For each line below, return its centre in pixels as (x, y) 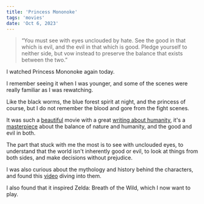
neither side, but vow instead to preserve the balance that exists (102, 54)
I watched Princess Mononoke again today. (60, 72)
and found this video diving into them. (54, 176)
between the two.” (44, 60)
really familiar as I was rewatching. (50, 90)
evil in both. (21, 133)
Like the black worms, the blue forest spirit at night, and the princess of (96, 102)
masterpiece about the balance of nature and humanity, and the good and (99, 127)
